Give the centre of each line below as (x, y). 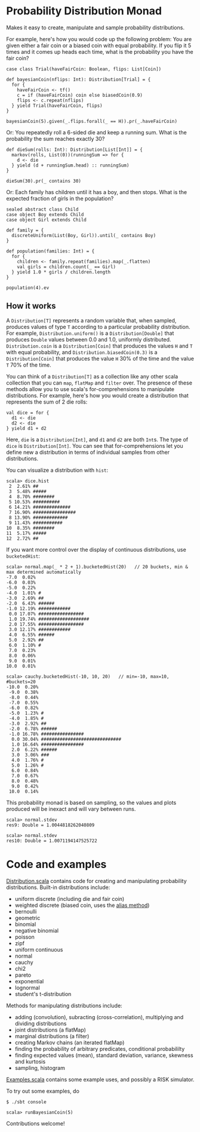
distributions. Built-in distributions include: (58, 887)
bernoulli (26, 911)
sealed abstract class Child (42, 209)
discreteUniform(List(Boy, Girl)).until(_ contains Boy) (84, 235)
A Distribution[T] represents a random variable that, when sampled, (91, 320)
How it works (31, 306)
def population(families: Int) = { (50, 251)
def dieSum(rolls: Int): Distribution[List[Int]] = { (75, 150)
